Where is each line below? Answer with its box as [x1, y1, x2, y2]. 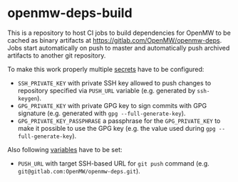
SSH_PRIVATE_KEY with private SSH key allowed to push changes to [17, 78, 212, 87]
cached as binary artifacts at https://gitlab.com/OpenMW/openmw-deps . [7, 36, 222, 44]
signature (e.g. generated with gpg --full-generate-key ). [17, 109, 186, 117]
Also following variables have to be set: [7, 145, 123, 154]
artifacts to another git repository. [7, 51, 106, 60]
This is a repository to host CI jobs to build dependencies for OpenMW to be [7, 28, 232, 37]
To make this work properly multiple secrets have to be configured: [7, 65, 205, 73]
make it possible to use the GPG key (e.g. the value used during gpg [17, 124, 216, 132]
